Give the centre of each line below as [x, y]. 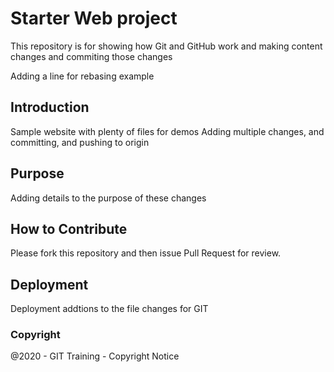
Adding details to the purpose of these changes [108, 198]
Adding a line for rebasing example [82, 76]
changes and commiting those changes [91, 56]
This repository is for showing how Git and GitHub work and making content [166, 46]
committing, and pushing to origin [80, 142]
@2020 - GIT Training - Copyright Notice [95, 356]
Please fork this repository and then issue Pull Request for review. [146, 253]
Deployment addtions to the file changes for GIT [109, 309]
